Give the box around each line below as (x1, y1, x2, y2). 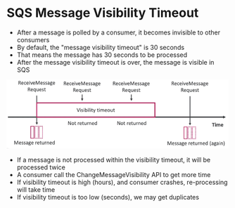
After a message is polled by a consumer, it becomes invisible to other (16, 28, 221, 37)
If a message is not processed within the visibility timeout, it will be (16, 155, 211, 164)
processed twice (16, 163, 66, 171)
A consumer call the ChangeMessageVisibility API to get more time (16, 170, 211, 178)
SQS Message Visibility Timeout (6, 5, 199, 21)
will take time (16, 185, 56, 194)
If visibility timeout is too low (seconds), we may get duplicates (16, 193, 200, 201)
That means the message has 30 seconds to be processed (16, 51, 188, 59)
